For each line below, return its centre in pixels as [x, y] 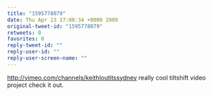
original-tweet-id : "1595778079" [55, 26]
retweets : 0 [24, 33]
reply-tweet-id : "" [35, 45]
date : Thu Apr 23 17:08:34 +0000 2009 [63, 20]
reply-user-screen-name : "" [47, 58]
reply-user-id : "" [33, 52]
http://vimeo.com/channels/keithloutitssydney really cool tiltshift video [106, 77]
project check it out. [35, 85]
